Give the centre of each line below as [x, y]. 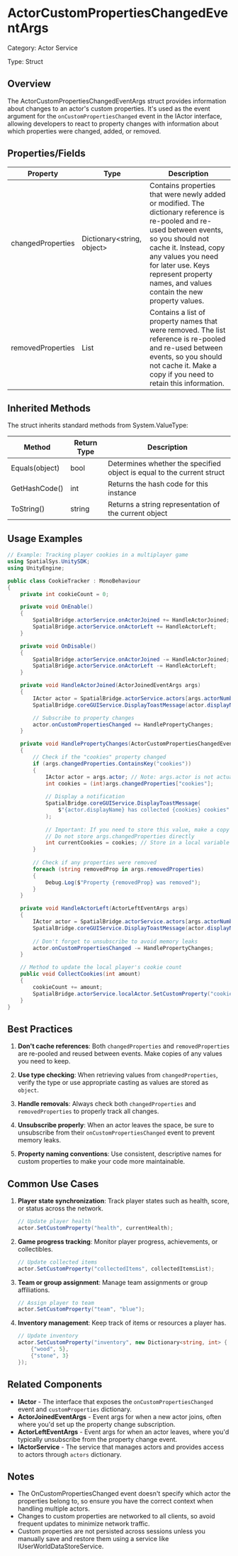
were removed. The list [188, 330]
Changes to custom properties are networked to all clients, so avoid [116, 1516]
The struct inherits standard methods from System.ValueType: [98, 425]
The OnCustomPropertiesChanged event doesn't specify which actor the [124, 1494]
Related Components [55, 1385]
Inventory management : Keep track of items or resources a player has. [122, 1323]
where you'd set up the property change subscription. [96, 1424]
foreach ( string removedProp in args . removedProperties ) [118, 869]
